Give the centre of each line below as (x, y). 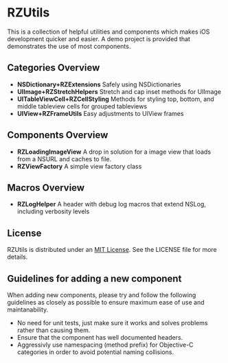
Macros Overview (46, 188)
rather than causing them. (54, 330)
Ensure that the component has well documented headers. (100, 337)
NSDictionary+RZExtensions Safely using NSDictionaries (99, 84)
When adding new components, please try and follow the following (102, 295)
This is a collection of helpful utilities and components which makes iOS (109, 32)
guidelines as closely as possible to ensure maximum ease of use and (106, 302)
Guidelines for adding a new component (94, 278)
